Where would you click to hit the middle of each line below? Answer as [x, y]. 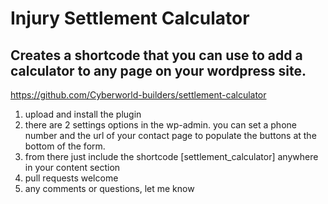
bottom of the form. [65, 146]
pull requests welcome [71, 178]
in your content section [72, 167]
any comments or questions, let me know [109, 188]
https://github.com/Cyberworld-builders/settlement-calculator [138, 95]
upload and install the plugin [83, 114]
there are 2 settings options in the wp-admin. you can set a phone [160, 125]
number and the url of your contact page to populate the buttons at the [170, 135]
